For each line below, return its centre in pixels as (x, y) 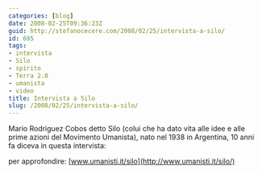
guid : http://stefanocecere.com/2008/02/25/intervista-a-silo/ (117, 31)
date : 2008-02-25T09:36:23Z (56, 23)
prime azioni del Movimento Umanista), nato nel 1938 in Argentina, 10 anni (131, 137)
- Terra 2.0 (28, 76)
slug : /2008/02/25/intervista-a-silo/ (73, 106)
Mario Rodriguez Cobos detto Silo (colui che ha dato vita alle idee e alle (127, 129)
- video (21, 91)
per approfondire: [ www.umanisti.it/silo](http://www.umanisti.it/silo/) (122, 161)
